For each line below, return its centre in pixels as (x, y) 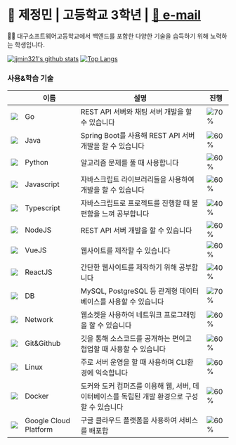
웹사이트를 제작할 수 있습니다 (125, 251)
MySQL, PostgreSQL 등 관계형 (129, 291)
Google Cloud (47, 421)
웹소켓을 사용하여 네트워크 (122, 315)
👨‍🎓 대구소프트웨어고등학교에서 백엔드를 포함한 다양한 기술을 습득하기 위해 (108, 36)
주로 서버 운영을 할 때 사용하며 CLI (134, 362)
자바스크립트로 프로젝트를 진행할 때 (135, 203)
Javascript (42, 184)
